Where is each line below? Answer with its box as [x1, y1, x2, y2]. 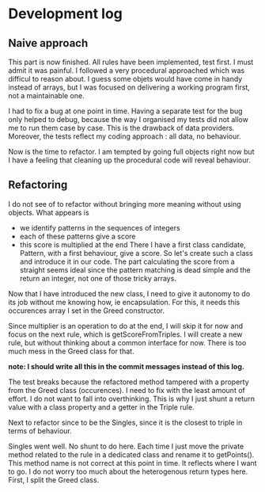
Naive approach [8, 36, 89, 50]
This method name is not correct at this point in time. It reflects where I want [8, 458, 257, 467]
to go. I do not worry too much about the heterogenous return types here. [8, 467, 248, 476]
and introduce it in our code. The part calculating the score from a [19, 257, 235, 266]
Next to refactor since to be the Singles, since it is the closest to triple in [8, 418, 243, 427]
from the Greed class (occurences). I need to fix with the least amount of [8, 385, 245, 395]
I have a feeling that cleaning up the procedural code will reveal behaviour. [8, 155, 251, 165]
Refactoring [8, 178, 68, 192]
